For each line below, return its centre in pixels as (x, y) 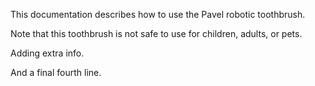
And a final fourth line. (56, 72)
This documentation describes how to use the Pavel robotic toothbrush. (158, 14)
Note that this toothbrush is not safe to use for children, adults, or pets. (156, 33)
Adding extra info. (47, 53)
